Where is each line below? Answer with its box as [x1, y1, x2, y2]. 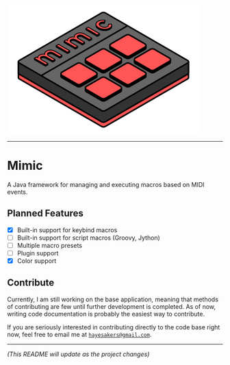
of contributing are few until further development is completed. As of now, [7, 302, 216, 310]
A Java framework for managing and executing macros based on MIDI [7, 180, 205, 188]
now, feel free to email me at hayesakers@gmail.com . [7, 330, 152, 338]
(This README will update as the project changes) [7, 350, 150, 358]
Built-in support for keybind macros [16, 225, 118, 234]
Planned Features [7, 207, 84, 219]
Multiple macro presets [16, 241, 82, 249]
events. [7, 188, 28, 196]
